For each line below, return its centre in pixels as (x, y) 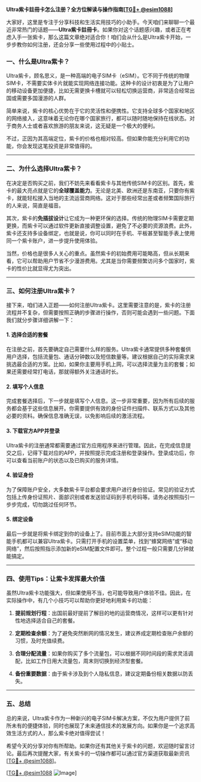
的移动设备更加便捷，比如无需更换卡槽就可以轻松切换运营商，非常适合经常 (98, 91)
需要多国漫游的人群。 (43, 98)
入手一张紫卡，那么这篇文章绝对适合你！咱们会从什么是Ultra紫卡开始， (98, 37)
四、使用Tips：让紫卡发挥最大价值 (56, 578)
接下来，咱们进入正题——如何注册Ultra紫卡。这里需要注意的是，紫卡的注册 (99, 305)
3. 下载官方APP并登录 (33, 431)
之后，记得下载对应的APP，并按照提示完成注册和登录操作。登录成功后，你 (103, 453)
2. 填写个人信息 (25, 386)
